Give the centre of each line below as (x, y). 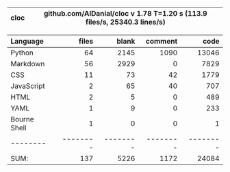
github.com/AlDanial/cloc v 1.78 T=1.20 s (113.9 (125, 13)
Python (22, 53)
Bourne (22, 119)
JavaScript (28, 86)
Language (27, 41)
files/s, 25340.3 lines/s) (125, 22)
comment (162, 41)
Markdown (28, 64)
